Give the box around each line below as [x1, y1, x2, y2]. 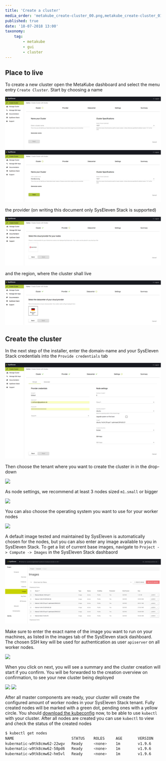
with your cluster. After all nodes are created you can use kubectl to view [5, 715, 154, 721]
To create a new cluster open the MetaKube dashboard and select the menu [5, 82, 160, 87]
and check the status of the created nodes [5, 720, 92, 726]
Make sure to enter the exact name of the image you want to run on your [5, 628, 153, 634]
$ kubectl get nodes [5, 730, 48, 736]
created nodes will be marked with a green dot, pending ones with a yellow [5, 705, 158, 711]
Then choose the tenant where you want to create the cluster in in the [5, 464, 147, 469]
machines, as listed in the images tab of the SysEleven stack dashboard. [5, 634, 152, 639]
